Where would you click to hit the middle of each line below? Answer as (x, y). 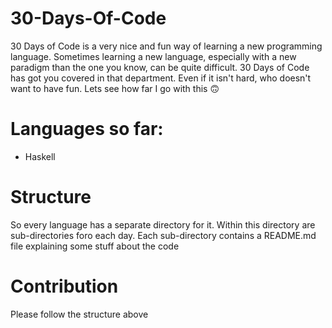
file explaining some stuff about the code (95, 246)
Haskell (40, 156)
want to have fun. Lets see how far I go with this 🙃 (115, 88)
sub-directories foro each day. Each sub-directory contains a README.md (163, 235)
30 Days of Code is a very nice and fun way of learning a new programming (166, 46)
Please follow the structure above (79, 314)
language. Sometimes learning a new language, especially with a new (153, 56)
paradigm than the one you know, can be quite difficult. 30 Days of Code (160, 67)
